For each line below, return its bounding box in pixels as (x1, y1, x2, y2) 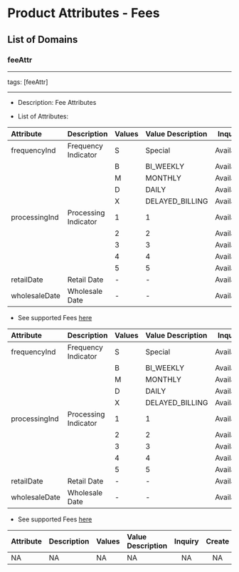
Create (206, 536, 230, 546)
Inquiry (174, 536, 199, 546)
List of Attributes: (17, 112, 69, 121)
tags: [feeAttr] (7, 77, 48, 86)
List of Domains (7, 34, 78, 46)
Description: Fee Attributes (17, 98, 97, 106)
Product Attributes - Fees (7, 5, 160, 21)
